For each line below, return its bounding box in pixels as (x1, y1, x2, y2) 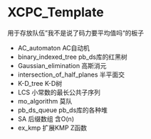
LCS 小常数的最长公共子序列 (17, 88, 101, 96)
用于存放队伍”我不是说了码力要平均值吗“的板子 (7, 28, 145, 37)
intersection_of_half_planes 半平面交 (17, 70, 125, 79)
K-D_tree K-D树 (17, 79, 63, 87)
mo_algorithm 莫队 (17, 96, 73, 105)
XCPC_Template (7, 4, 105, 21)
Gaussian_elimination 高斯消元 (17, 61, 107, 69)
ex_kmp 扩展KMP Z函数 (17, 123, 88, 132)
